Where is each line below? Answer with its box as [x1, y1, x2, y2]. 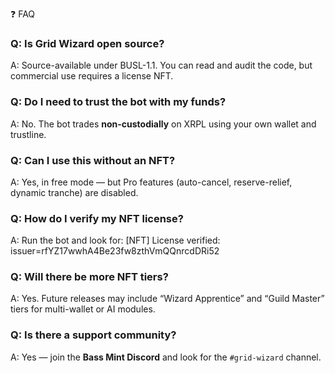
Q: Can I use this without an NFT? [10, 153, 176, 167]
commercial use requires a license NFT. [10, 70, 174, 82]
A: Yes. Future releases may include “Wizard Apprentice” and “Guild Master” [10, 293, 325, 305]
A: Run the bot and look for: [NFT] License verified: [10, 234, 221, 247]
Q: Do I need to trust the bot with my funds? [10, 95, 227, 109]
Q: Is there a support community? [10, 328, 177, 342]
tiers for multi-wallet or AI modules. [10, 303, 156, 315]
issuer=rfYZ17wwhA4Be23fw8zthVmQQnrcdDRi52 [10, 245, 220, 257]
